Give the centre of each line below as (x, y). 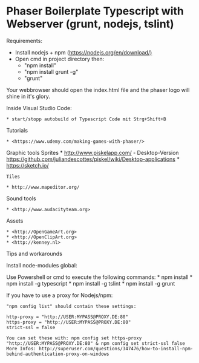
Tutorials (17, 130)
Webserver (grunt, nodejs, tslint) (90, 24)
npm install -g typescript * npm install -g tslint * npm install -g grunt (91, 283)
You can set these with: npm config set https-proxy (74, 338)
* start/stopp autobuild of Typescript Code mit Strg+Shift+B (86, 119)
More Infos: (21, 348)
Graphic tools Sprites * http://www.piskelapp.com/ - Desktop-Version (93, 152)
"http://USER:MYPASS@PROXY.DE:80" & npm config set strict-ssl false (96, 343)
